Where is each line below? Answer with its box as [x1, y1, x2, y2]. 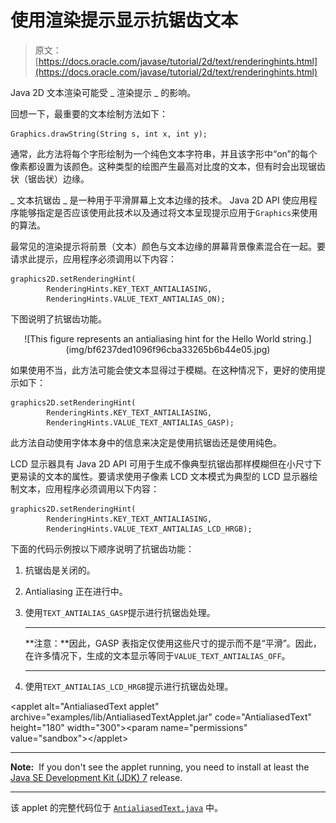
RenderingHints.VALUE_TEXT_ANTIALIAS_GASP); [46, 417, 235, 428]
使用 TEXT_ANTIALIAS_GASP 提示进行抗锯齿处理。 [24, 606, 216, 618]
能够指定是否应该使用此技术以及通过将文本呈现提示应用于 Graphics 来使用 [18, 206, 318, 218]
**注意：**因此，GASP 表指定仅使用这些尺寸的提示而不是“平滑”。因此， [24, 637, 322, 649]
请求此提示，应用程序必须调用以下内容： [10, 252, 177, 265]
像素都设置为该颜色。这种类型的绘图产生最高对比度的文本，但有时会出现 [10, 160, 308, 172]
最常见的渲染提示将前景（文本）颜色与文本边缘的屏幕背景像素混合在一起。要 [10, 240, 326, 252]
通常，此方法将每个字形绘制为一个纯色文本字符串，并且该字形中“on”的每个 [10, 147, 318, 160]
